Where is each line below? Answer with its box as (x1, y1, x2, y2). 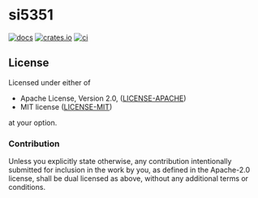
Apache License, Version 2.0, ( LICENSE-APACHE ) (19, 93, 187, 103)
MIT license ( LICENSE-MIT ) (19, 101, 113, 111)
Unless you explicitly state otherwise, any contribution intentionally (8, 157, 232, 166)
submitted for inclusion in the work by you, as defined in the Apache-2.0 (8, 165, 250, 175)
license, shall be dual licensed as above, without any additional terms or (8, 174, 249, 183)
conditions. (8, 183, 46, 192)
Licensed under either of (8, 77, 91, 87)
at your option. (8, 118, 58, 127)
